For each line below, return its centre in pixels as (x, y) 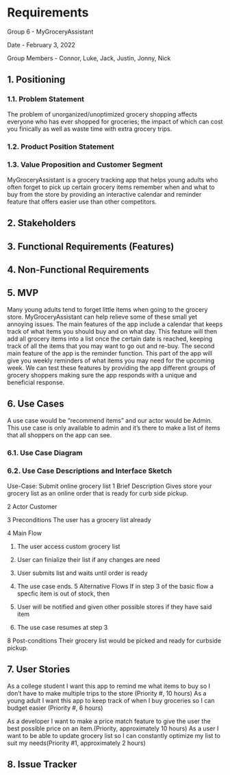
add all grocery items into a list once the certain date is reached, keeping (110, 339)
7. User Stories (39, 669)
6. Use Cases (36, 404)
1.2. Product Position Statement (61, 147)
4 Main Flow (25, 533)
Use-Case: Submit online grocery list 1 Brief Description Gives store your (110, 486)
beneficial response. (36, 382)
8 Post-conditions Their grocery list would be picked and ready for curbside (114, 640)
